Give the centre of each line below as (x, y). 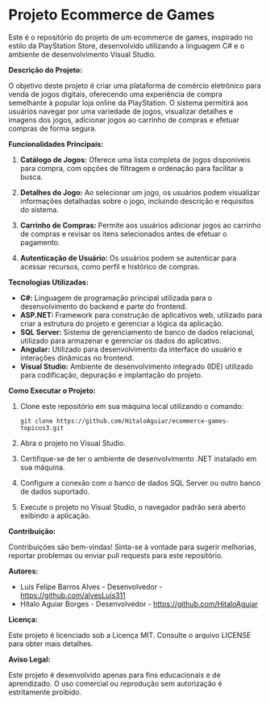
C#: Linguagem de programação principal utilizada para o (116, 298)
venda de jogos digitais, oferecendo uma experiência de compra (116, 94)
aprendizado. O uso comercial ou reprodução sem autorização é (116, 683)
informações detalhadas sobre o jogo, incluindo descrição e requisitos (137, 201)
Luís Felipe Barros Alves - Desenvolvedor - (91, 586)
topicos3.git (42, 428)
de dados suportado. (55, 491)
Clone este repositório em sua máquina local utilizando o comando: (132, 406)
